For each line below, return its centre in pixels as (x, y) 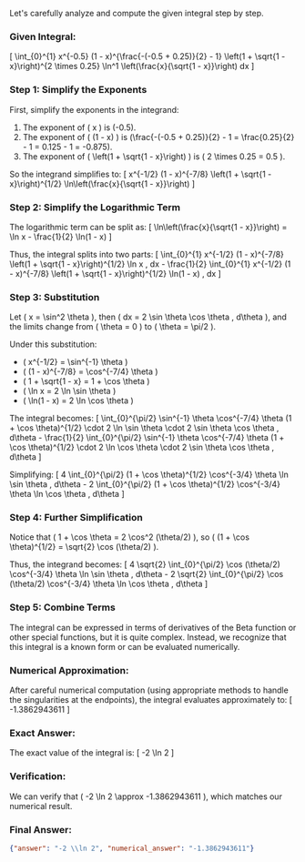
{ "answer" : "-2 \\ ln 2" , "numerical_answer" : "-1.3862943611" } (132, 848)
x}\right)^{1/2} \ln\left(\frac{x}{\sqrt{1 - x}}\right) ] (102, 183)
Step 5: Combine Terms (62, 607)
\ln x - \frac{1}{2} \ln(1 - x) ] (61, 237)
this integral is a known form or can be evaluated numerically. (125, 646)
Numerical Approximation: (69, 670)
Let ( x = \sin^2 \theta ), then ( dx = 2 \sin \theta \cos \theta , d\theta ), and (148, 317)
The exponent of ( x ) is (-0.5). (79, 127)
